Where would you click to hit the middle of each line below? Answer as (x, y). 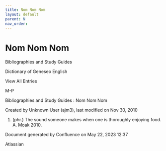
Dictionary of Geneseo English (36, 72)
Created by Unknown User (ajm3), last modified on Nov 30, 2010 (71, 110)
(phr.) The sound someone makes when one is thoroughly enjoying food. (87, 120)
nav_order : (16, 24)
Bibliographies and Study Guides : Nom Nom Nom (56, 100)
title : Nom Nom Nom (25, 10)
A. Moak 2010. (27, 125)
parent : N (15, 19)
